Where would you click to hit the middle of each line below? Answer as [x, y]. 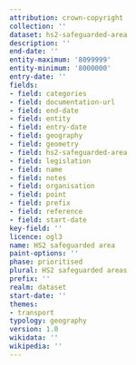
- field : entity [40, 119]
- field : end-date [44, 110]
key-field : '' [36, 228]
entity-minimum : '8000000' [60, 69]
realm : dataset [38, 287]
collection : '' [38, 26]
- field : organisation [52, 187]
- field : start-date [49, 220]
